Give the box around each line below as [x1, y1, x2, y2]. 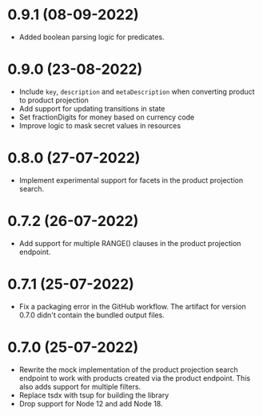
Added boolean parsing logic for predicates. [18, 32, 165, 42]
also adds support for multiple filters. [18, 382, 141, 391]
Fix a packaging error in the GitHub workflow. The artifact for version [18, 301, 246, 311]
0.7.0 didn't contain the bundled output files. [18, 310, 165, 320]
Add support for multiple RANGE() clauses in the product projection [18, 238, 241, 248]
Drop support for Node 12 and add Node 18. [18, 398, 163, 408]
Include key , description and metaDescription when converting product [18, 87, 255, 96]
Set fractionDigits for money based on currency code [18, 112, 195, 122]
